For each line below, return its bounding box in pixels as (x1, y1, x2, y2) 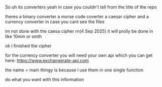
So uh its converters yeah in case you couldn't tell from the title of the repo (5, 4, 157, 10)
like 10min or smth (5, 34, 42, 39)
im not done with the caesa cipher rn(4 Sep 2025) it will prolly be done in (5, 28, 154, 34)
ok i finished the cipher (5, 43, 52, 48)
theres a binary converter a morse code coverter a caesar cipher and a (5, 14, 149, 19)
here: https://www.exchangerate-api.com (5, 58, 89, 63)
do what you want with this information (5, 77, 84, 82)
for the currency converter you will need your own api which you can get (5, 52, 153, 58)
